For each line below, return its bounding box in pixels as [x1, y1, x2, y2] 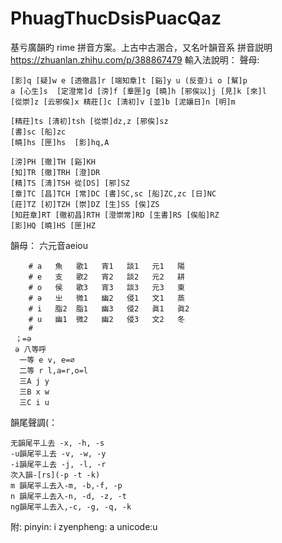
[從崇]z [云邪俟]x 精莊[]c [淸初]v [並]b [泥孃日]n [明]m [10, 97, 236, 107]
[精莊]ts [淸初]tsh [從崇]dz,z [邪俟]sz [10, 116, 169, 126]
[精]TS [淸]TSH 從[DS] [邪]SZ [10, 178, 130, 188]
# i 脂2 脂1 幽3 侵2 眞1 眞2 [28, 303, 190, 314]
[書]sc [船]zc [10, 127, 67, 137]
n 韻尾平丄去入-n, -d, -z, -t [10, 491, 127, 501]
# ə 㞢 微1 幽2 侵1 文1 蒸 [28, 293, 185, 303]
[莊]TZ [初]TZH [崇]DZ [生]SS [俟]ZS [10, 199, 160, 209]
